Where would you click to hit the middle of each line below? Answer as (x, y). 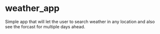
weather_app (32, 8)
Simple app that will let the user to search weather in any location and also (80, 22)
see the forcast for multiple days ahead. (45, 26)
